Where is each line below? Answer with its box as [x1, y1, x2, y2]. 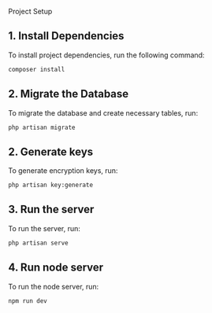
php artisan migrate [8, 123, 76, 131]
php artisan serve [8, 239, 69, 247]
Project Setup [8, 7, 53, 16]
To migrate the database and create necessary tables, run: [8, 108, 199, 117]
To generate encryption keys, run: [8, 166, 118, 175]
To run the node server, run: [8, 282, 99, 291]
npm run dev [8, 296, 47, 305]
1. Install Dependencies [8, 29, 125, 42]
